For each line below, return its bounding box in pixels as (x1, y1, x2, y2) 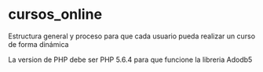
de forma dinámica (8, 39, 69, 49)
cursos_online (8, 5, 103, 23)
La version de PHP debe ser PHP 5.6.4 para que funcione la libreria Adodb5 (8, 55, 253, 64)
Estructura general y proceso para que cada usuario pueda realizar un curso (8, 31, 256, 41)
